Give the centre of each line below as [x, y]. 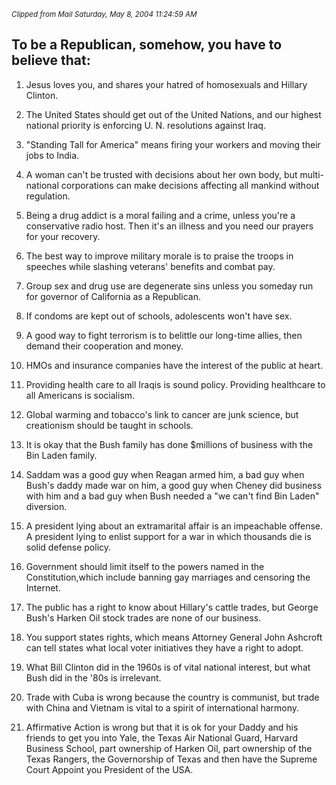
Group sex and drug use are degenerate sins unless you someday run [169, 286]
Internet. [43, 587]
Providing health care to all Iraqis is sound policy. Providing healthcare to [175, 384]
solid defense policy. [68, 547]
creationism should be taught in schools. [109, 425]
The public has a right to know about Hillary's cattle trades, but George [172, 607]
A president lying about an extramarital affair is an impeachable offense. [174, 526]
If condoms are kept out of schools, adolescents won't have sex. [159, 316]
